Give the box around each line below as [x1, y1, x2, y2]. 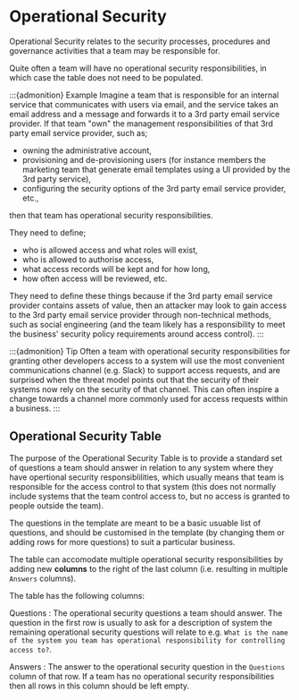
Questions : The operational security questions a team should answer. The [9, 607, 283, 619]
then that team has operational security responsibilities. [9, 209, 214, 220]
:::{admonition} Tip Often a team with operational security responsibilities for [9, 346, 291, 356]
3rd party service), [21, 173, 92, 184]
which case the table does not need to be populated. [9, 72, 203, 82]
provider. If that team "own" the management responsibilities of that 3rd [9, 118, 274, 129]
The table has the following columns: [9, 590, 145, 601]
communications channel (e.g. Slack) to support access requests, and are [9, 364, 281, 375]
